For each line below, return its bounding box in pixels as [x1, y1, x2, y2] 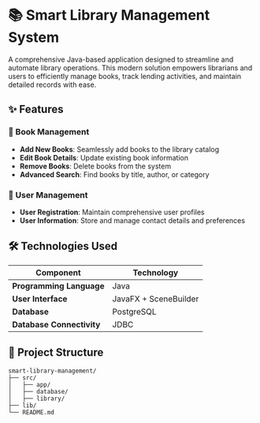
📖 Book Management [8, 127, 90, 138]
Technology [132, 266, 179, 278]
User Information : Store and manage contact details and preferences [19, 215, 246, 225]
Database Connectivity [12, 319, 101, 330]
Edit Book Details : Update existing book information [19, 153, 189, 162]
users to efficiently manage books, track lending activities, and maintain [8, 71, 242, 81]
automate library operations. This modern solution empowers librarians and [8, 62, 253, 72]
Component [35, 266, 81, 278]
